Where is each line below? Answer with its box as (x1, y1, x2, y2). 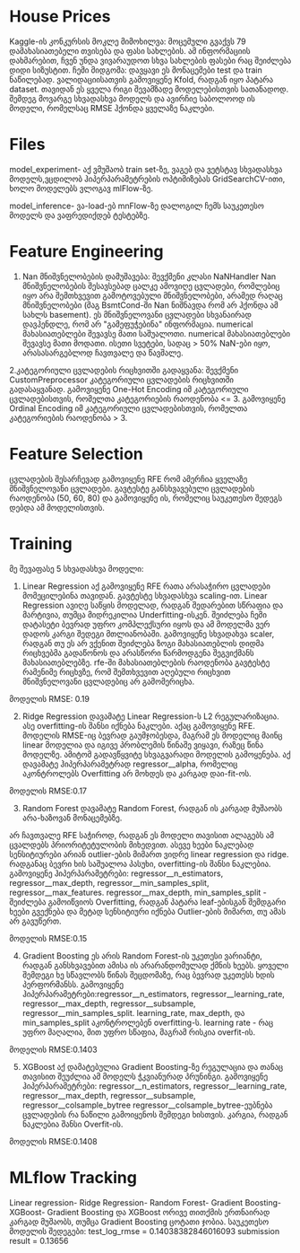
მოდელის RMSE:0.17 (9, 785, 88, 796)
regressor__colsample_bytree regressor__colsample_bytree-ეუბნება (21, 1100, 273, 1110)
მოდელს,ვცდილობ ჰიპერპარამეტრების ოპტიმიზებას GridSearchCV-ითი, (9, 173, 286, 184)
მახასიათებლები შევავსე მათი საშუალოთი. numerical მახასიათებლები (21, 328, 291, 338)
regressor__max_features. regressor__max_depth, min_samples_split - (9, 887, 267, 898)
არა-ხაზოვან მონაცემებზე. (21, 812, 123, 823)
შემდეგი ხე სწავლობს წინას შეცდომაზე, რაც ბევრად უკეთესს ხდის (21, 969, 275, 980)
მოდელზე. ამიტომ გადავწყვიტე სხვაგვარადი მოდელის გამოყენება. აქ (21, 749, 291, 759)
